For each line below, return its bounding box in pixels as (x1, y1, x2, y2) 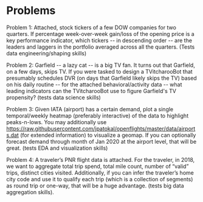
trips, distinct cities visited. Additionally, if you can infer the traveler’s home (6, 169, 194, 176)
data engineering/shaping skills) (6, 49, 87, 57)
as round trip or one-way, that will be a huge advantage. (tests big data (6, 182, 184, 189)
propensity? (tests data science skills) (6, 94, 101, 101)
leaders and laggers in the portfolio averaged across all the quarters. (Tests (6, 43, 195, 50)
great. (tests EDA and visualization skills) (6, 144, 108, 151)
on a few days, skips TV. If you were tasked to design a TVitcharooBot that (6, 68, 193, 75)
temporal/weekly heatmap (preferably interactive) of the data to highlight (6, 112, 189, 119)
